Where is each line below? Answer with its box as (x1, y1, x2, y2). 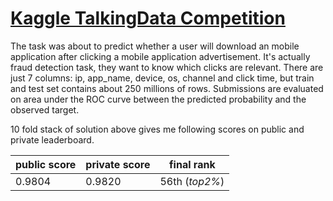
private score (85, 157, 151, 171)
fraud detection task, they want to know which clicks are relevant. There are (10, 61, 324, 73)
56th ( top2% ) (159, 174, 225, 188)
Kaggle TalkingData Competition (10, 7, 286, 30)
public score (15, 157, 77, 171)
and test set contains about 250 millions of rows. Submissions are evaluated (10, 82, 324, 94)
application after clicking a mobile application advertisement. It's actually (10, 50, 311, 62)
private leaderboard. (10, 133, 95, 146)
